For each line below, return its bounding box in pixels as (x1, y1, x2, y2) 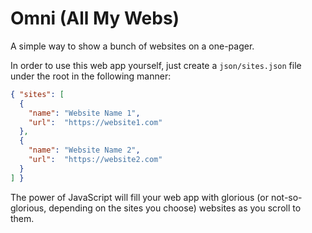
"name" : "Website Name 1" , (28, 108, 141, 118)
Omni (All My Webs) (10, 7, 180, 30)
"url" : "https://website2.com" (28, 155, 163, 165)
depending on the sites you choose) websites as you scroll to (48, 202, 302, 214)
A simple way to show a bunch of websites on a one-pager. (10, 40, 255, 52)
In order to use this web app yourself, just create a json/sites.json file (10, 59, 302, 71)
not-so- (270, 191, 303, 203)
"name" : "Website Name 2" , (28, 145, 141, 156)
